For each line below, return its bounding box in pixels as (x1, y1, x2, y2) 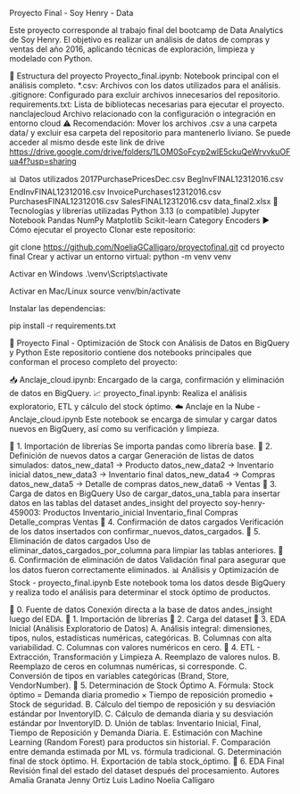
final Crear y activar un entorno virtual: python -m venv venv (9, 252, 232, 261)
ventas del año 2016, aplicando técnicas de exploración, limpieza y (9, 44, 255, 54)
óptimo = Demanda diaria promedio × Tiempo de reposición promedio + (9, 690, 274, 699)
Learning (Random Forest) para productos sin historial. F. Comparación (9, 737, 271, 748)
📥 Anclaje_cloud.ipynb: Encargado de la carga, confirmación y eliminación (9, 375, 285, 385)
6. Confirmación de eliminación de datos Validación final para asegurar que (9, 555, 287, 565)
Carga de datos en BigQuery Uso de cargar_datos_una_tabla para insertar (9, 488, 280, 499)
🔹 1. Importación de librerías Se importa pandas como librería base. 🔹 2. (9, 441, 273, 451)
